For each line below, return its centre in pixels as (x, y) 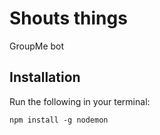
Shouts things (68, 18)
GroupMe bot (37, 46)
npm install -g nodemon (59, 120)
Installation (45, 77)
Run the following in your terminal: (80, 101)
